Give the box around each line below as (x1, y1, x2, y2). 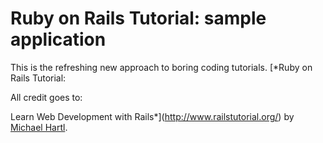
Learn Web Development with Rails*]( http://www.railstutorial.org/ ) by (10, 110, 295, 122)
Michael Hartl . (10, 121, 68, 133)
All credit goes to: (10, 91, 83, 103)
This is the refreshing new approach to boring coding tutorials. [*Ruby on (10, 61, 313, 73)
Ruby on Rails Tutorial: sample (10, 7, 267, 30)
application (10, 28, 107, 51)
